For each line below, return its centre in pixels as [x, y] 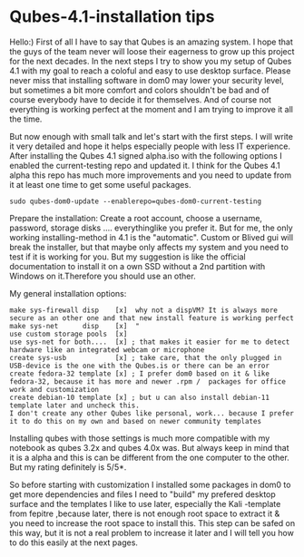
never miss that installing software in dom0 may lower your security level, [147, 80]
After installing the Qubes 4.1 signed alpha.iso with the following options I [146, 155]
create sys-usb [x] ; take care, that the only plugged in [146, 357]
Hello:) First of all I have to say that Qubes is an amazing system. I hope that [151, 42]
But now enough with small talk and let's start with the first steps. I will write [151, 136]
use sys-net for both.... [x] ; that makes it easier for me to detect [150, 342]
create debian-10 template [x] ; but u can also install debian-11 [140, 397]
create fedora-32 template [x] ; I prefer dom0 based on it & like [140, 374]
